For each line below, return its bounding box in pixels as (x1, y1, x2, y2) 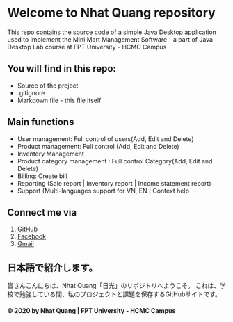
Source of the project (17, 81, 79, 90)
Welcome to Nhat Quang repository (7, 5, 216, 21)
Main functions (7, 116, 74, 128)
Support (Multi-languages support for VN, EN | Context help (17, 186, 190, 195)
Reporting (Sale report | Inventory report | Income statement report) (17, 179, 211, 187)
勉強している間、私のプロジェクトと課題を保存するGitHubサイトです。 (19, 290, 221, 298)
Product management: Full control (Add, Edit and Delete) (17, 142, 179, 150)
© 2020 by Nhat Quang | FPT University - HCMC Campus (7, 306, 176, 314)
